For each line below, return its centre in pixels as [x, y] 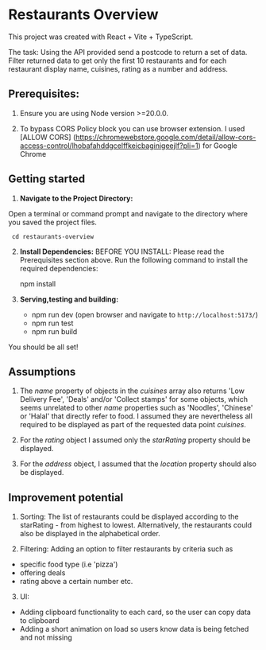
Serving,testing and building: [69, 299]
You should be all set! [43, 347]
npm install [38, 283]
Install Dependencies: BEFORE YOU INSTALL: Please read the [122, 251]
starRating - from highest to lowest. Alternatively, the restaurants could [136, 525]
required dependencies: [59, 268]
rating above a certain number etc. [76, 582]
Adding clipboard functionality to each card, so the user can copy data [135, 612]
